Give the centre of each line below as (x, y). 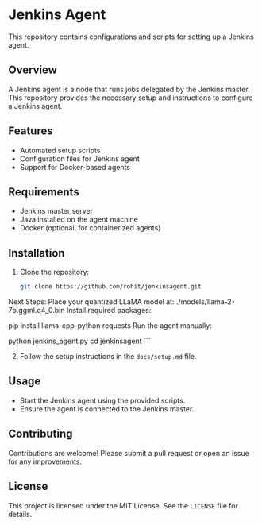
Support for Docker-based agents (75, 167)
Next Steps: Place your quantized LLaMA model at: (91, 302)
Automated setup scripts (60, 150)
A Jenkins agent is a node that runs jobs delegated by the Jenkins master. (129, 89)
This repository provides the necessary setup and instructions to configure (131, 98)
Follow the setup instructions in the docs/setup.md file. (108, 357)
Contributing (40, 434)
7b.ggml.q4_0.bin (37, 311)
